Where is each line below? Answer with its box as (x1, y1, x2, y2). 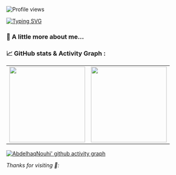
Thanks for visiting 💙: (6, 162, 59, 169)
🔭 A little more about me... (6, 32, 85, 41)
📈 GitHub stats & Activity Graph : (6, 49, 106, 58)
